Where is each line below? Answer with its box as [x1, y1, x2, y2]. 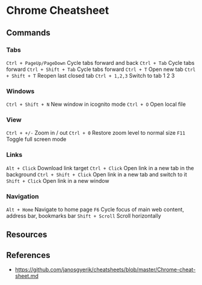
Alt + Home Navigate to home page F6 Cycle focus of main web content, [6, 206, 185, 213]
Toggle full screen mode [6, 136, 67, 143]
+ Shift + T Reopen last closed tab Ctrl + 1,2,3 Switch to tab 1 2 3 [6, 72, 175, 79]
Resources [6, 230, 47, 240]
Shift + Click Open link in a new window [6, 177, 109, 184]
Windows [6, 87, 35, 95]
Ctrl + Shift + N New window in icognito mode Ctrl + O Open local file [6, 100, 186, 108]
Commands [6, 28, 51, 38]
